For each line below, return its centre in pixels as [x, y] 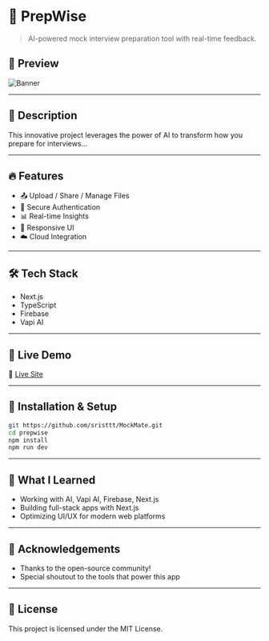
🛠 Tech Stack [43, 273]
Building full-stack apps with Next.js [79, 508]
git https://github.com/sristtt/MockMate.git [85, 425]
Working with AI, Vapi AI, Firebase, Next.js [89, 499]
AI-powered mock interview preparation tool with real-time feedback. [142, 38]
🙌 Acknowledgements [64, 549]
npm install [28, 440]
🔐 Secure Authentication [60, 207]
